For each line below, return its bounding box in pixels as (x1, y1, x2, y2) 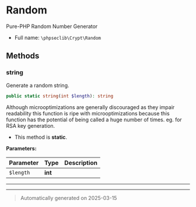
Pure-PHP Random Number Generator (6, 23, 98, 30)
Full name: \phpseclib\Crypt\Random (14, 34, 101, 41)
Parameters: (6, 145, 37, 152)
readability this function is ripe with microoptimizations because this (6, 110, 170, 117)
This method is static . (14, 134, 68, 141)
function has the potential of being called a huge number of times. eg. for (6, 116, 182, 123)
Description (64, 159, 98, 167)
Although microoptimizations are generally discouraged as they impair (6, 103, 175, 111)
